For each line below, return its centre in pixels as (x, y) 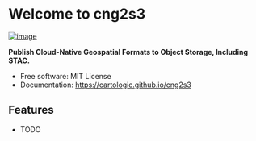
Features (31, 110)
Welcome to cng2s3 (77, 14)
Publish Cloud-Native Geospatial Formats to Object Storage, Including (128, 52)
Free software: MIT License (65, 76)
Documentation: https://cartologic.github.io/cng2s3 (106, 85)
